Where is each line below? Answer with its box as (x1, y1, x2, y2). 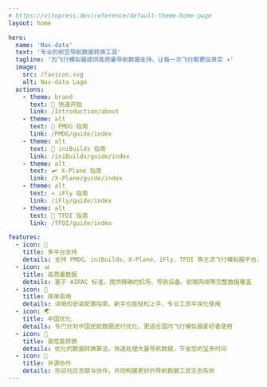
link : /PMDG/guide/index (29, 130, 112, 138)
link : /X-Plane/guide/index (29, 175, 124, 183)
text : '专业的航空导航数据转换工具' (15, 49, 122, 57)
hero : (8, 34, 26, 41)
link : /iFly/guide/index (29, 196, 112, 204)
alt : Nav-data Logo (22, 77, 88, 86)
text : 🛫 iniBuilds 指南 (29, 144, 106, 152)
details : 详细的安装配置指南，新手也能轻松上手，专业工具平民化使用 (22, 300, 222, 308)
